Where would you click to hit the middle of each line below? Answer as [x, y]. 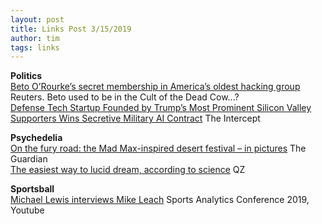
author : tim [35, 38]
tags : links [35, 47]
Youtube [27, 210]
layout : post [37, 19]
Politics [26, 76]
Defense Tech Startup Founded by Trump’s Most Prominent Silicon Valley [161, 108]
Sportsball [32, 189]
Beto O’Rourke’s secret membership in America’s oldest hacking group [155, 87]
